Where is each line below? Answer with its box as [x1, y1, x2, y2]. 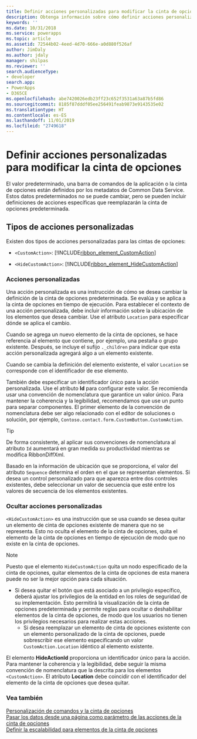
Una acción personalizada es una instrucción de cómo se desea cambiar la [6, 289, 188, 296]
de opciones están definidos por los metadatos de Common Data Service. [6, 186, 185, 194]
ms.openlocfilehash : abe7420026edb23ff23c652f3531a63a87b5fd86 [6, 96, 164, 101]
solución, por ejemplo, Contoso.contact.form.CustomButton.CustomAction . [6, 416, 184, 423]
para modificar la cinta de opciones [6, 161, 182, 174]
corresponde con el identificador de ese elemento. [6, 367, 129, 374]
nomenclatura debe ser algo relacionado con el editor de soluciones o [6, 410, 175, 417]
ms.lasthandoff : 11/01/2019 [6, 118, 75, 124]
